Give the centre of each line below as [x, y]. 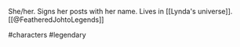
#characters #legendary [47, 35]
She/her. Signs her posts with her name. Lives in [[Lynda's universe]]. [120, 11]
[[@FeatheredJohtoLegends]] [56, 20]
